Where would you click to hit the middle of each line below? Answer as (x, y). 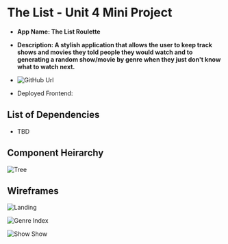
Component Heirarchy (55, 153)
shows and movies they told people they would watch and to (105, 52)
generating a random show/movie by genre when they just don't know (119, 59)
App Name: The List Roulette (59, 32)
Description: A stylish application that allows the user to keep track (114, 45)
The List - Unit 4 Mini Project (90, 13)
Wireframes (33, 191)
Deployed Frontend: (45, 93)
